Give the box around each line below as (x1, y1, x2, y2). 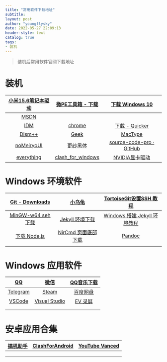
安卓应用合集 (5, 324, 58, 335)
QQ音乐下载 (70, 279, 98, 286)
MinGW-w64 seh (9, 212, 51, 219)
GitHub (123, 145, 140, 152)
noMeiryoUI (15, 142, 43, 149)
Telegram (7, 288, 30, 295)
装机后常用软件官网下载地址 (17, 58, 75, 65)
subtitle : (5, 12, 26, 17)
